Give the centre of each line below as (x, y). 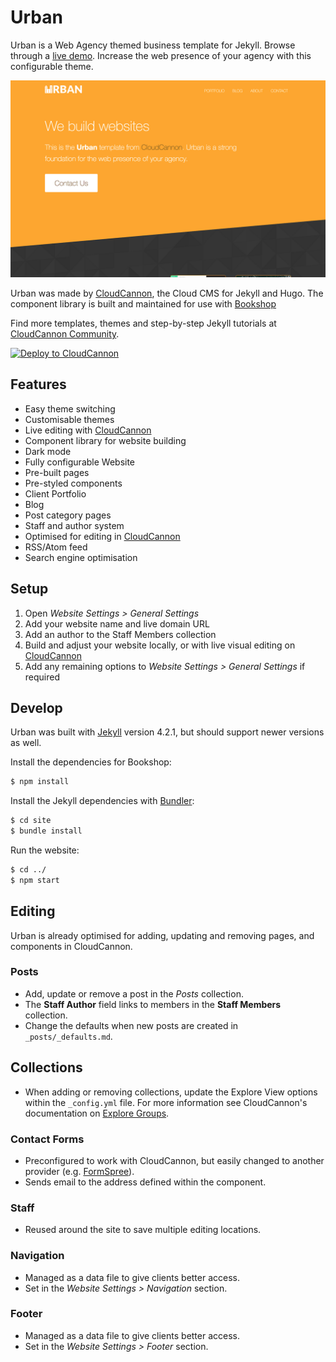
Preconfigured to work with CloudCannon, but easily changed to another (174, 1160)
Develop (36, 707)
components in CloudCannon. (71, 946)
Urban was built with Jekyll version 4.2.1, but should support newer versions (167, 732)
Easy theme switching (70, 408)
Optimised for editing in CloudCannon (102, 536)
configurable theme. (52, 66)
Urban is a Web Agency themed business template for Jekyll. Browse (153, 45)
